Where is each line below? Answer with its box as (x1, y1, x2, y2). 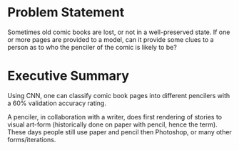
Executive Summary (7, 68, 130, 84)
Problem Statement (7, 4, 125, 21)
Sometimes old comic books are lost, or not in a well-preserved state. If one (7, 28, 230, 36)
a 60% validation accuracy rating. (7, 99, 107, 107)
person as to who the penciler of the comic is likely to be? (7, 43, 177, 51)
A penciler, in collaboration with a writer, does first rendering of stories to (7, 112, 223, 121)
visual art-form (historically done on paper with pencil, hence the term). (7, 120, 218, 129)
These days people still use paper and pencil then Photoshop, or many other (7, 127, 232, 136)
